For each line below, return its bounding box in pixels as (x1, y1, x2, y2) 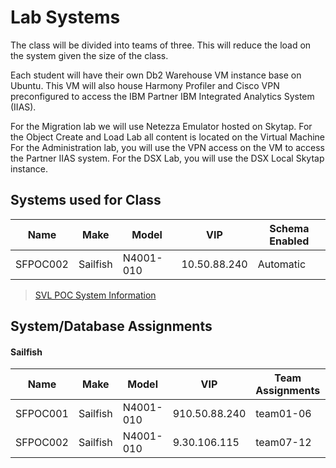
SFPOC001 (15, 407, 69, 421)
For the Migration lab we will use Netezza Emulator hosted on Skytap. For (10, 120, 313, 132)
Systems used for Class (10, 192, 162, 209)
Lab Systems (10, 6, 121, 29)
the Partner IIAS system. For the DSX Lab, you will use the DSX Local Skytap (10, 152, 325, 164)
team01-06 (255, 407, 312, 421)
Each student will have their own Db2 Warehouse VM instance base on (10, 69, 302, 81)
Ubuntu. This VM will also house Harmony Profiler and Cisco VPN (10, 79, 280, 91)
